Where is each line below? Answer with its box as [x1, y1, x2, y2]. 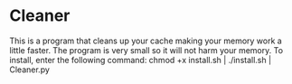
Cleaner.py [9, 64, 50, 75]
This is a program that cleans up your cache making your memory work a [9, 35, 282, 46]
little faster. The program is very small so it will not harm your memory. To [9, 44, 283, 55]
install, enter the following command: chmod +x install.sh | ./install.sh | [9, 54, 272, 65]
